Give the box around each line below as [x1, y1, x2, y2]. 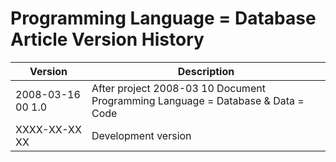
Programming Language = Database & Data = [91, 93, 305, 107]
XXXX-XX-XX [15, 122, 82, 136]
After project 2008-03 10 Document [91, 81, 266, 95]
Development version [91, 128, 192, 142]
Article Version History [10, 28, 205, 51]
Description [177, 64, 235, 78]
